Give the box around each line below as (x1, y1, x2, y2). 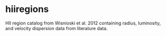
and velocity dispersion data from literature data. (5, 25, 108, 31)
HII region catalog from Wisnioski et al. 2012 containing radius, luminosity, (5, 20, 161, 26)
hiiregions (5, 3, 49, 15)
